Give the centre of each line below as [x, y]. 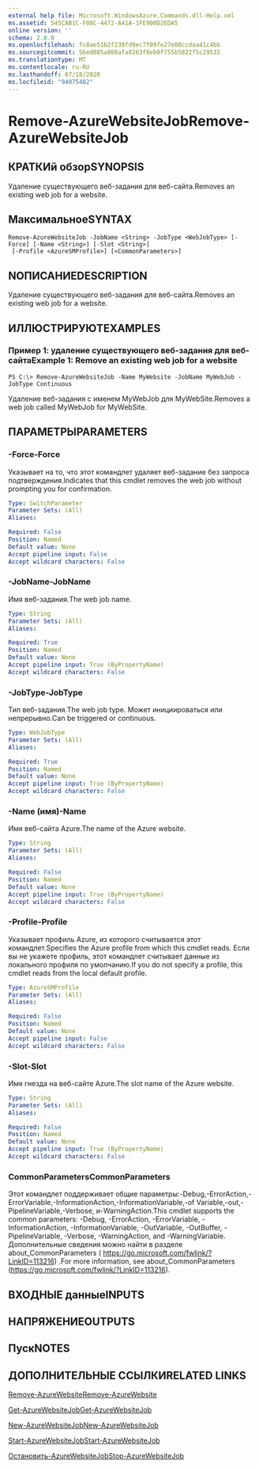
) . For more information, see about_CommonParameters [145, 1261]
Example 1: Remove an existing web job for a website [134, 360]
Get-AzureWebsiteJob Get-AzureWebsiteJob [80, 1410]
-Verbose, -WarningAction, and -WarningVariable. [145, 1236]
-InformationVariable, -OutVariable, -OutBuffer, [146, 1228]
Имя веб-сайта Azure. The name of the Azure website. [97, 829]
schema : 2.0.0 [32, 38]
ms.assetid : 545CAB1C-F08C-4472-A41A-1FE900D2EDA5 [93, 23]
